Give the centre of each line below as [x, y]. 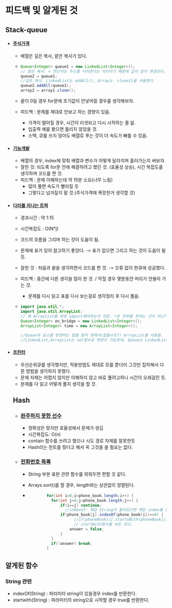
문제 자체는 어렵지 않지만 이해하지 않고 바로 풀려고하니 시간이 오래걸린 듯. [93, 377]
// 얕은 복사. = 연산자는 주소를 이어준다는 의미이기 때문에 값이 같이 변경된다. [93, 71]
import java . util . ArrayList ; [51, 312]
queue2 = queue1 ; [39, 76]
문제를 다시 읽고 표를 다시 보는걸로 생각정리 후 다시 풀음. [84, 296]
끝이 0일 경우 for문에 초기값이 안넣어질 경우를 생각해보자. [77, 101]
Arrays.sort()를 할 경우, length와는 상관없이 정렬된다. [81, 485]
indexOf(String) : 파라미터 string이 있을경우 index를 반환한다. [75, 593]
